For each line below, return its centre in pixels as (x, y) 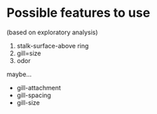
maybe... (19, 74)
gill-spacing (34, 95)
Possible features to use (78, 13)
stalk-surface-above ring (53, 45)
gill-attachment (39, 87)
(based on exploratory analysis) (53, 32)
